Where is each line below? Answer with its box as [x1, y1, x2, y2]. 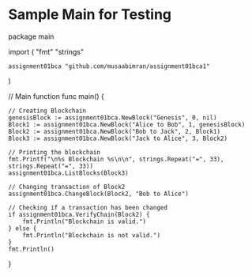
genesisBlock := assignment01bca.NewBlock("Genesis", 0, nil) [8, 113, 217, 122]
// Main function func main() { [8, 91, 105, 100]
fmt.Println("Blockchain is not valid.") [22, 231, 160, 239]
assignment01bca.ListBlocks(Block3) [8, 168, 129, 177]
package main [8, 32, 55, 41]
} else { [8, 224, 37, 233]
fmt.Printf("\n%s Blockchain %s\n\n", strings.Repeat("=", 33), [8, 155, 224, 163]
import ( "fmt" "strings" [8, 47, 85, 56]
